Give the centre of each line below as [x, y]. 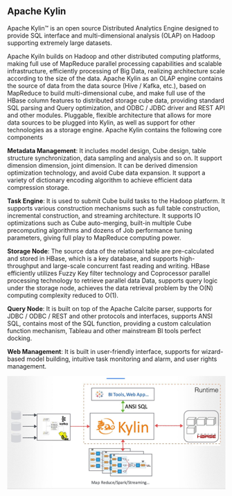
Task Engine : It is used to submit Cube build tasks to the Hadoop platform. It [116, 201]
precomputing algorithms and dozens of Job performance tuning [100, 230]
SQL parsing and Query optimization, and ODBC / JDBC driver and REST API [116, 107]
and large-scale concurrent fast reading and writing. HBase [125, 265]
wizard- [212, 351]
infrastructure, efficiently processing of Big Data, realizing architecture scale [116, 71]
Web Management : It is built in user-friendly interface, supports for [104, 351]
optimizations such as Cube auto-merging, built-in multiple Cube [99, 223]
